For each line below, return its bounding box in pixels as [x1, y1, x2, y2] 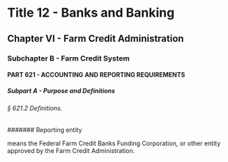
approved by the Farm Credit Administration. [7, 146, 135, 154]
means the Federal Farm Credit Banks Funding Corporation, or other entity [7, 139, 221, 147]
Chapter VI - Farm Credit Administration [7, 33, 184, 44]
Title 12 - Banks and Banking [7, 5, 175, 21]
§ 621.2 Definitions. [7, 104, 63, 113]
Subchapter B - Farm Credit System [7, 54, 130, 63]
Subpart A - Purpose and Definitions [7, 86, 116, 95]
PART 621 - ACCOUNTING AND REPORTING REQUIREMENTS [7, 71, 185, 79]
